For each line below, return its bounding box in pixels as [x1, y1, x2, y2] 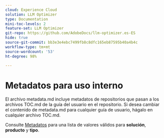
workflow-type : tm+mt [5, 44, 51, 49]
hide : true [5, 35, 28, 40]
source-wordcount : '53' [5, 49, 55, 54]
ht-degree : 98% [5, 53, 37, 59]
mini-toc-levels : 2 [5, 21, 46, 26]
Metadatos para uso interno [5, 79, 123, 91]
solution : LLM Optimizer [5, 12, 57, 17]
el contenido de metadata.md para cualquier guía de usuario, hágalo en [5, 107, 153, 113]
